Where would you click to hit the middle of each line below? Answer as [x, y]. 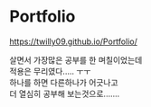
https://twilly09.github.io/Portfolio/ [73, 41]
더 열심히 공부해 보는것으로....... [65, 94]
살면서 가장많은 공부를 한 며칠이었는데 [76, 59]
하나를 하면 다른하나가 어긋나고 [64, 82]
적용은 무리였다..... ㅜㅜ [50, 71]
